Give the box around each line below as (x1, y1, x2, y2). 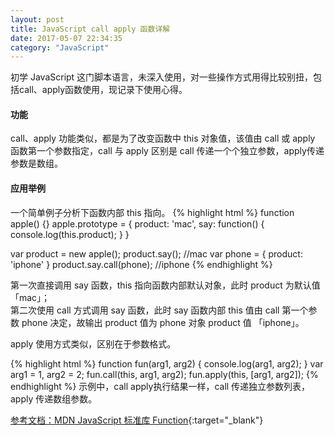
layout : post (10, 14, 65, 25)
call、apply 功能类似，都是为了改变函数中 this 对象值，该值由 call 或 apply (10, 132, 316, 145)
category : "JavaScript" (10, 42, 110, 53)
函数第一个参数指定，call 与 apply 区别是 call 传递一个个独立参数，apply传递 (10, 145, 325, 157)
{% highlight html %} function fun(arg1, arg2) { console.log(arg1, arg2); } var (10, 357, 324, 370)
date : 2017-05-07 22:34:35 (10, 33, 123, 43)
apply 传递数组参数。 (10, 392, 98, 405)
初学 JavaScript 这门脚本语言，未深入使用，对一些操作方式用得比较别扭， (10, 71, 314, 83)
